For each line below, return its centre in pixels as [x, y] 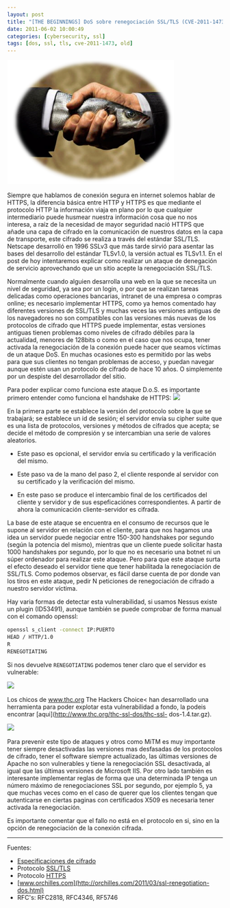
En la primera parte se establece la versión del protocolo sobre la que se [109, 411]
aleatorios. [22, 440]
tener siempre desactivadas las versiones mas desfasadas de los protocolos [115, 749]
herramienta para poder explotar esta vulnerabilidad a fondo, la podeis [107, 707]
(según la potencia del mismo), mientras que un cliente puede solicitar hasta [115, 545]
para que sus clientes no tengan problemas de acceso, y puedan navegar [111, 362]
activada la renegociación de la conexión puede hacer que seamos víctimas [114, 348]
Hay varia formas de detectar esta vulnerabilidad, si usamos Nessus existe [112, 602]
